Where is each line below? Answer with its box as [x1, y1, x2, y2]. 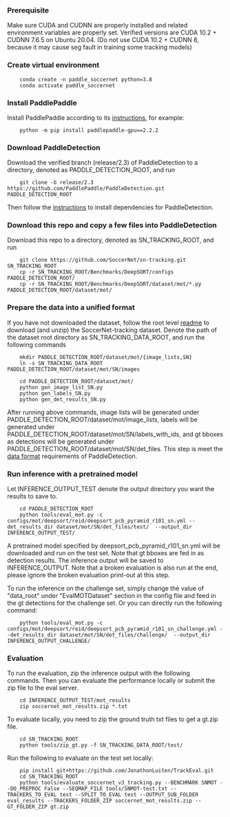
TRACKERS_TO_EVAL [7, 792, 57, 798]
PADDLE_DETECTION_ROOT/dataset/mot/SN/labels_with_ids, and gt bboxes [7, 430, 224, 438]
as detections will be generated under [7, 437, 115, 446]
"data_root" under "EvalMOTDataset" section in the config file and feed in [7, 592, 216, 600]
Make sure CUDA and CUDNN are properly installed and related [7, 21, 188, 30]
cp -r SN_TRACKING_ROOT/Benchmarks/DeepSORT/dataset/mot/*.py [19, 281, 202, 288]
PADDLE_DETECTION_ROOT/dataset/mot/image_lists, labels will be [7, 415, 198, 424]
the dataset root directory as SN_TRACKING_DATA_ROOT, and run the [7, 333, 205, 341]
